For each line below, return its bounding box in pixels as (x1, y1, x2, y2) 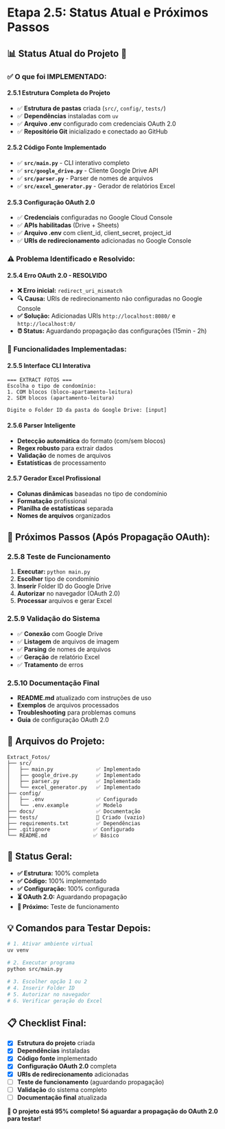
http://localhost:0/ (16, 321, 76, 328)
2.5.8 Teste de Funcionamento (7, 552, 111, 562)
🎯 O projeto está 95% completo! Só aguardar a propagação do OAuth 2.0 (7, 1107, 218, 1115)
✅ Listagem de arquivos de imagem (16, 637, 119, 646)
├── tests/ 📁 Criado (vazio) (7, 813, 146, 821)
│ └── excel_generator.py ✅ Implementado (7, 784, 141, 791)
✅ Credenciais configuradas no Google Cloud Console (16, 213, 173, 221)
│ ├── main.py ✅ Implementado (7, 765, 141, 773)
